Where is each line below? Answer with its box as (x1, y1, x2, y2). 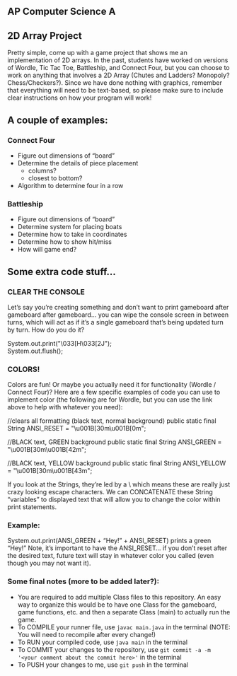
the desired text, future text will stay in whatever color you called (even (7, 552, 214, 560)
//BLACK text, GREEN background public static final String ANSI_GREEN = (7, 438, 222, 446)
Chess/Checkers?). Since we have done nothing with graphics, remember (7, 78, 223, 87)
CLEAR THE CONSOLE (7, 286, 85, 296)
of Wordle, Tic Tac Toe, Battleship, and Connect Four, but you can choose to (7, 64, 230, 72)
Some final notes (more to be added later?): (7, 576, 160, 586)
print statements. (7, 503, 57, 511)
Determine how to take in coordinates (17, 230, 127, 239)
